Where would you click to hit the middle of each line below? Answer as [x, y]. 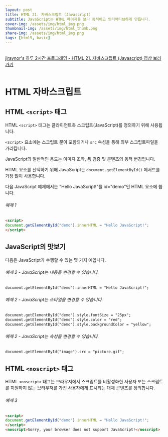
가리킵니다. [16, 148]
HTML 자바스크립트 [43, 92]
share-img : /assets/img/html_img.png [45, 33]
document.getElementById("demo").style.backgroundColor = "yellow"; [78, 324]
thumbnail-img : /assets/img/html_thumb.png [51, 29]
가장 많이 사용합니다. [25, 176]
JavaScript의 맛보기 [36, 247]
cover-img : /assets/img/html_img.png [45, 24]
